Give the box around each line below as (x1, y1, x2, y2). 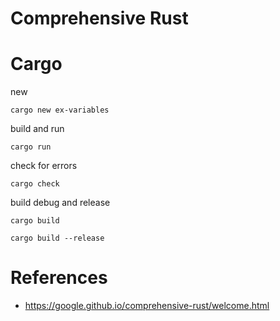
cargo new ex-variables (10, 105, 110, 116)
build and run (10, 123, 65, 135)
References (10, 267, 108, 289)
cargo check (10, 179, 60, 189)
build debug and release (10, 197, 111, 209)
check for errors (10, 160, 78, 172)
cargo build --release (10, 233, 105, 244)
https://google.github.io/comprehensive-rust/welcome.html (24, 300, 270, 312)
